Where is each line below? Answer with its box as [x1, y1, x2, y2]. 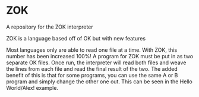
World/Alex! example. [6, 84, 58, 91]
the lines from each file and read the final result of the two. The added [6, 65, 178, 72]
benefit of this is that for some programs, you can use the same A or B [6, 71, 178, 79]
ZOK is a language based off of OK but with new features [6, 35, 146, 42]
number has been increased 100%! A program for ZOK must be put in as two [6, 52, 194, 60]
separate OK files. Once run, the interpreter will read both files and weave [6, 59, 187, 66]
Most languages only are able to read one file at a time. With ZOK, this [6, 46, 178, 54]
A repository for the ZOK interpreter [6, 23, 93, 30]
